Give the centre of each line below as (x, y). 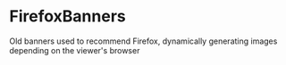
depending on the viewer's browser (75, 50)
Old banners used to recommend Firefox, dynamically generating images (143, 41)
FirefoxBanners (68, 16)
